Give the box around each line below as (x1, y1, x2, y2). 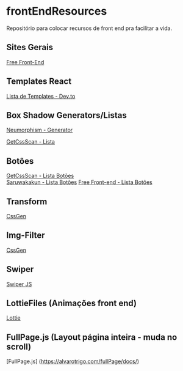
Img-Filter (6, 230, 45, 241)
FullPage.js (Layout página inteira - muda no (6, 332, 178, 342)
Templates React (6, 76, 72, 87)
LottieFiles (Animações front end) (6, 298, 137, 309)
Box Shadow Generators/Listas (6, 110, 127, 120)
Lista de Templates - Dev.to (6, 92, 76, 100)
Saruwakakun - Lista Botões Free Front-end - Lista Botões (6, 178, 152, 186)
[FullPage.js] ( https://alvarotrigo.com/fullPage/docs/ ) (6, 358, 139, 365)
